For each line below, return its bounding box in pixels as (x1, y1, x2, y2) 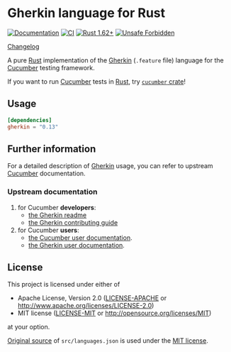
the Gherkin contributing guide (28, 218, 118, 226)
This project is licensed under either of (7, 280, 120, 289)
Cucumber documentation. (7, 169, 86, 178)
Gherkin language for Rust (7, 5, 166, 21)
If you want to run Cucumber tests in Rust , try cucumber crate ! (7, 77, 186, 86)
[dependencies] (7, 116, 52, 123)
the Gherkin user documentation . (28, 241, 125, 249)
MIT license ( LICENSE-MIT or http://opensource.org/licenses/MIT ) (17, 309, 212, 317)
